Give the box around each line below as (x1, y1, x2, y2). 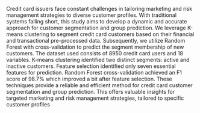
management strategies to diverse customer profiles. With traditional (6, 11, 177, 19)
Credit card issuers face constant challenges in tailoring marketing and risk (6, 5, 193, 12)
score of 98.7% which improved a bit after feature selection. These (6, 75, 173, 82)
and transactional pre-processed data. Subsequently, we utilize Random (6, 37, 186, 44)
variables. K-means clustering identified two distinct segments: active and (6, 56, 190, 63)
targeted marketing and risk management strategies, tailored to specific (6, 94, 184, 102)
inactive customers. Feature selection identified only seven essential (6, 63, 176, 70)
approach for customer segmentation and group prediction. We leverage (6, 24, 186, 31)
